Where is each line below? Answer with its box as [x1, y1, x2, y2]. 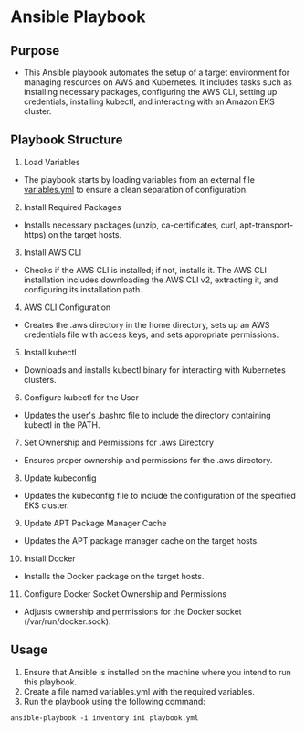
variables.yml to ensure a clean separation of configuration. [23, 184, 248, 195]
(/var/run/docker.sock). [23, 615, 111, 627]
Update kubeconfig [23, 472, 97, 483]
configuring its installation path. [23, 283, 142, 294]
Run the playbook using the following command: [23, 695, 205, 706]
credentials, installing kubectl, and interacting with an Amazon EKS [23, 96, 275, 107]
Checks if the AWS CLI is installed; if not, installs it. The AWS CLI [23, 264, 268, 275]
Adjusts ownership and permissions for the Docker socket [23, 606, 242, 617]
